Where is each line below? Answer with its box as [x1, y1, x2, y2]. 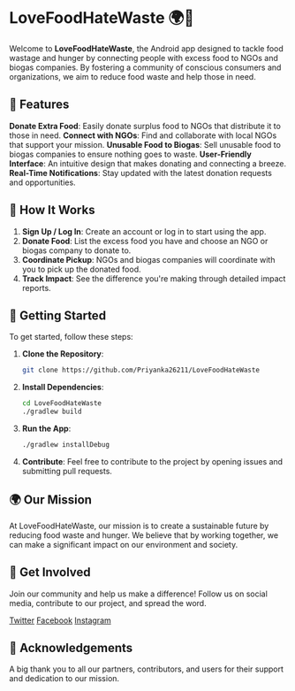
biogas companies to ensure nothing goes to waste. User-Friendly [9, 149, 252, 159]
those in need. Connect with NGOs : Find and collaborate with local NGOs [9, 130, 277, 141]
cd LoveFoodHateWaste [21, 399, 102, 408]
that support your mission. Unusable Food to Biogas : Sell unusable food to [9, 139, 281, 150]
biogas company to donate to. [21, 245, 132, 256]
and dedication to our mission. [9, 673, 120, 684]
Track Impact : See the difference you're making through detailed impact [21, 273, 286, 284]
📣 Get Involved [9, 564, 91, 580]
